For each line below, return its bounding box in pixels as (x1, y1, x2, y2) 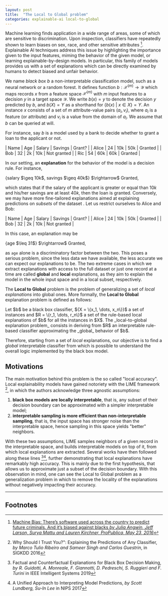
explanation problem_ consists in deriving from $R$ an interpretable (5, 322, 145, 328)
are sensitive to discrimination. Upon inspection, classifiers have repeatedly (5, 35, 161, 41)
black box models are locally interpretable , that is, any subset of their (12, 397, 158, 403)
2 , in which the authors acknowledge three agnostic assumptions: (5, 386, 140, 393)
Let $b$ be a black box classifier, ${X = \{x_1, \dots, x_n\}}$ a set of (5, 306, 144, 312)
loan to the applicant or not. (5, 135, 62, 141)
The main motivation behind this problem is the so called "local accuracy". (5, 375, 158, 381)
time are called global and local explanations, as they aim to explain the (5, 271, 153, 277)
